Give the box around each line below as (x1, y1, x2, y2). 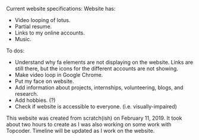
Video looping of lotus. (14, 17, 71, 23)
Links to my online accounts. (14, 29, 85, 36)
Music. (14, 36, 31, 42)
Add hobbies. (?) (14, 97, 56, 104)
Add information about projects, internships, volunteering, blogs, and (14, 84, 184, 91)
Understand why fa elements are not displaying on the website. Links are (14, 59, 194, 66)
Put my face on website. (14, 77, 74, 85)
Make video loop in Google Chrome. (14, 71, 103, 78)
